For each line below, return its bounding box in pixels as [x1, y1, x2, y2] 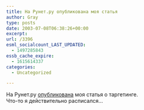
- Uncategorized [11, 70, 52, 76]
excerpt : [6, 31, 28, 37]
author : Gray [6, 14, 39, 20]
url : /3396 [6, 36, 33, 42]
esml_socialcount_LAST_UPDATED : [6, 42, 86, 48]
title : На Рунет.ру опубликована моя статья [6, 8, 118, 15]
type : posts [6, 20, 36, 26]
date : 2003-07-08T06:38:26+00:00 [6, 25, 89, 32]
